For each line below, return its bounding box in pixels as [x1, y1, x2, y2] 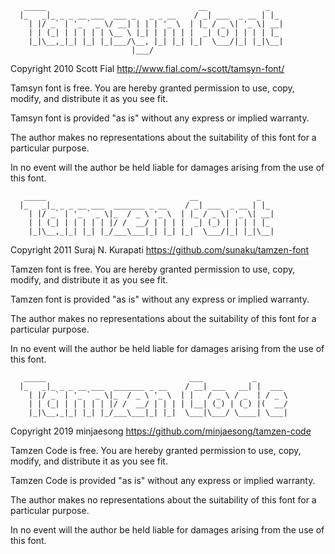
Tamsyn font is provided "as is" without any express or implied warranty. [10, 112, 310, 124]
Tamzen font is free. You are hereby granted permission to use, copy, [10, 263, 296, 275]
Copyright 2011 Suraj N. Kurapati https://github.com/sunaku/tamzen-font [10, 244, 310, 256]
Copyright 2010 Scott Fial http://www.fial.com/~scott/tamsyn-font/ [10, 63, 285, 74]
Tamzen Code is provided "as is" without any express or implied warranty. [10, 475, 316, 486]
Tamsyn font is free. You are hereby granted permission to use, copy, [10, 82, 295, 94]
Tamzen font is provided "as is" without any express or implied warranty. [10, 293, 310, 305]
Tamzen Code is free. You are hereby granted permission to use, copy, [10, 445, 302, 456]
